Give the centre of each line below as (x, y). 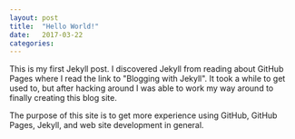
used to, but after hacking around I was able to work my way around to (142, 88)
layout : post (34, 18)
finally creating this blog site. (64, 98)
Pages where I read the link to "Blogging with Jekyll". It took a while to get (147, 79)
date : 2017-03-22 (46, 35)
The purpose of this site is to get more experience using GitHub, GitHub (143, 115)
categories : (32, 43)
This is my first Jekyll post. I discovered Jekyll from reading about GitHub (147, 69)
